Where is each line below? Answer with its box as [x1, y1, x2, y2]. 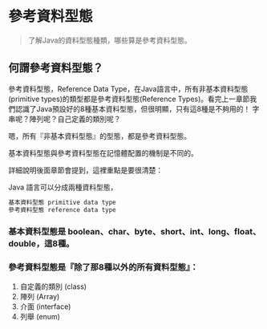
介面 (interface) [19, 302, 71, 311]
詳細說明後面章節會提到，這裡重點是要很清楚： [8, 165, 163, 175]
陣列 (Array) [19, 291, 60, 301]
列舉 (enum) [19, 311, 60, 321]
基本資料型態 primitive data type [8, 198, 116, 206]
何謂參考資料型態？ [8, 61, 103, 75]
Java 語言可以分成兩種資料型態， [8, 182, 118, 192]
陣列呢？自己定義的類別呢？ [29, 114, 121, 124]
